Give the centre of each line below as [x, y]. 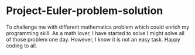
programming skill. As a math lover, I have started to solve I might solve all [95, 33]
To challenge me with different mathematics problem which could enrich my [98, 27]
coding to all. [22, 46]
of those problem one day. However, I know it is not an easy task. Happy [93, 39]
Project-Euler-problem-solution [85, 11]
